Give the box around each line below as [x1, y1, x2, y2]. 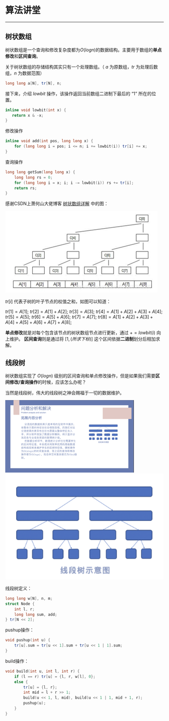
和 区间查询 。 [14, 53, 41, 59]
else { [14, 679, 28, 684]
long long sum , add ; [14, 612, 57, 617]
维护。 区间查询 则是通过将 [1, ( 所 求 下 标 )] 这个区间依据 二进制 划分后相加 [9, 336, 156, 342]
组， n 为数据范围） [5, 70, 45, 76]
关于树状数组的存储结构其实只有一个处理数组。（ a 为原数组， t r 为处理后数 [5, 63, 158, 70]
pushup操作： [5, 627, 34, 633]
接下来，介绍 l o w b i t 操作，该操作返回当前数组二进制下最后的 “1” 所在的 [5, 90, 152, 96]
